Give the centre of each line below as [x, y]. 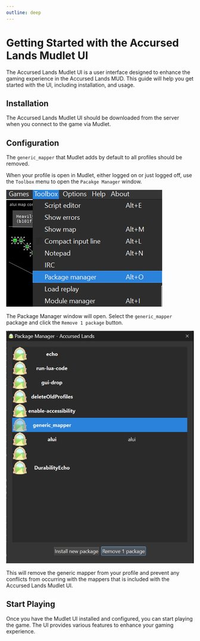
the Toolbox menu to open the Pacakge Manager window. [74, 181]
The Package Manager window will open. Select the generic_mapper [89, 316]
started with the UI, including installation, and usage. [71, 85]
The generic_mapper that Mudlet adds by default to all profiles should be [94, 158]
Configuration [33, 143]
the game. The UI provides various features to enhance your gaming [90, 625]
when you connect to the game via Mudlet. [59, 124]
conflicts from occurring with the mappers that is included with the [88, 579]
